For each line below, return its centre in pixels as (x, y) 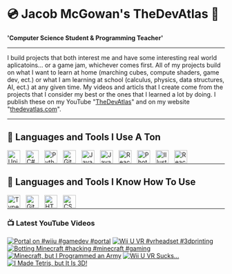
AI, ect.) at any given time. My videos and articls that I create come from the (115, 87)
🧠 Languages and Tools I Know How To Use (101, 182)
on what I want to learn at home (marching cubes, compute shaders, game (113, 72)
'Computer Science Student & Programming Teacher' (85, 38)
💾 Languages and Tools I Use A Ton (84, 137)
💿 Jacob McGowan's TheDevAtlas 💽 (113, 14)
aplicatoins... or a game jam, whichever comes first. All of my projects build (114, 65)
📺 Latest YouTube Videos (51, 224)
